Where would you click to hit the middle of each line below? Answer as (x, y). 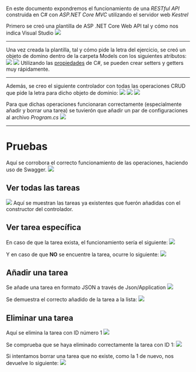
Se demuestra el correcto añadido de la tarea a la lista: (71, 299)
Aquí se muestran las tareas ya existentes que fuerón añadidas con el (97, 203)
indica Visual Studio (30, 33)
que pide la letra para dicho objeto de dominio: (62, 93)
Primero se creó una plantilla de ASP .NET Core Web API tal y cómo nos (92, 26)
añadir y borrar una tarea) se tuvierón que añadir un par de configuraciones (97, 110)
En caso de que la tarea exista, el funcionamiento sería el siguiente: (87, 242)
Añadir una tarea (37, 272)
